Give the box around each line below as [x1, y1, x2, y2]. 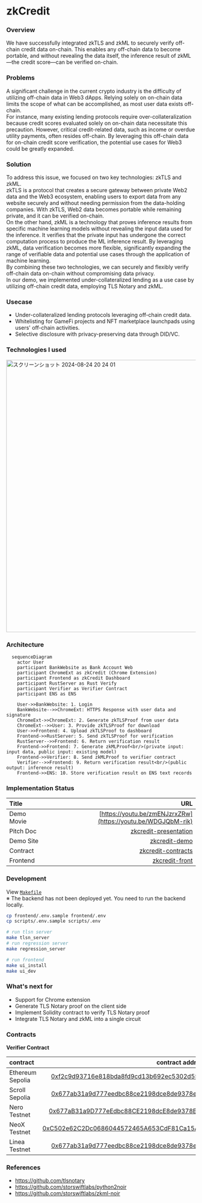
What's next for [6, 982, 53, 991]
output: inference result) [6, 764, 74, 771]
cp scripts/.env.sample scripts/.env [6, 918, 101, 925]
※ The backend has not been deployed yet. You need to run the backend [6, 894, 186, 902]
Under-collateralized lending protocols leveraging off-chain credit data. [14, 312, 192, 319]
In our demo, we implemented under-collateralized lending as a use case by [6, 276, 194, 284]
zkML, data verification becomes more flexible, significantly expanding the [6, 244, 191, 251]
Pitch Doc [9, 827, 37, 835]
